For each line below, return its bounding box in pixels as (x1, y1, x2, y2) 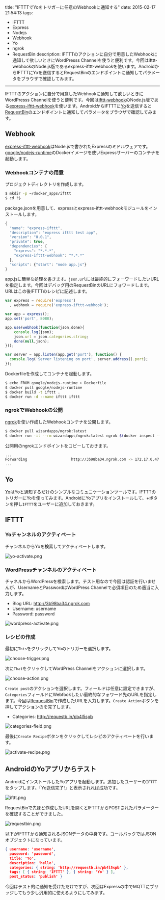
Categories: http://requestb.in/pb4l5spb (12, 714, 93, 720)
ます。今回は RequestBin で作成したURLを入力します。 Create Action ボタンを (5, 698, 159, 704)
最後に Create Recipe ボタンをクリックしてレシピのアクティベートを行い (5, 733, 150, 740)
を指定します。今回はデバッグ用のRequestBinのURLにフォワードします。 (5, 282, 152, 288)
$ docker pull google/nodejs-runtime (5, 385, 82, 390)
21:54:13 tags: (5, 10, 33, 16)
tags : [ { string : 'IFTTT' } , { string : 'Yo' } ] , (9, 870, 115, 874)
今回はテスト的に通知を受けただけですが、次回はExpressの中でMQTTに (5, 884, 150, 890)
